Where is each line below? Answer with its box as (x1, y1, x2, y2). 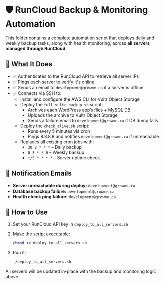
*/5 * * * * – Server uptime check (27, 154, 100, 161)
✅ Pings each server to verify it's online (12, 79, 95, 85)
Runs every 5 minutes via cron (27, 128, 90, 134)
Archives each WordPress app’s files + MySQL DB (27, 107, 131, 113)
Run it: (12, 250, 26, 256)
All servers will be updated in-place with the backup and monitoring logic (5, 268, 156, 274)
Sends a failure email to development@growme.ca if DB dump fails (27, 117, 158, 123)
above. (5, 274, 20, 280)
